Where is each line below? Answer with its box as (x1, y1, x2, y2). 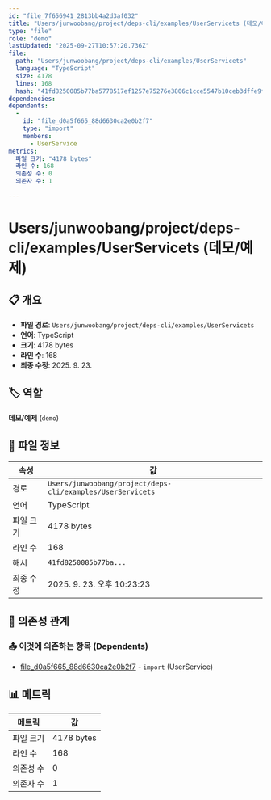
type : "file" (8, 27, 52, 35)
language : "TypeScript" (15, 65, 95, 73)
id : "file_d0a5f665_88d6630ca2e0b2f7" (23, 117, 153, 125)
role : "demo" (8, 34, 52, 43)
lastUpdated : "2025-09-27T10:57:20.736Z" (8, 42, 150, 50)
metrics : (8, 147, 38, 155)
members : (23, 132, 52, 140)
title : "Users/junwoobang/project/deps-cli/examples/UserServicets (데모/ (8, 19, 262, 27)
